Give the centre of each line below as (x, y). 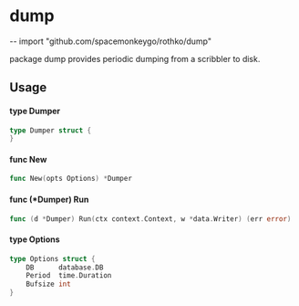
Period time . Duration (69, 276)
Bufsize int (48, 284)
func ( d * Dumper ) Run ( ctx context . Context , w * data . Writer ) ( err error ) (150, 219)
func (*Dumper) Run (49, 199)
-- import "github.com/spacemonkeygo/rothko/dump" (111, 41)
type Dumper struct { (51, 130)
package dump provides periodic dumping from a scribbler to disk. (135, 58)
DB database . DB (65, 267)
